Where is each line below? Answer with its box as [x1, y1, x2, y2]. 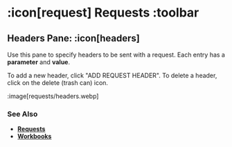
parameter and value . [7, 58, 71, 66]
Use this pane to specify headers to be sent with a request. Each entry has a [7, 50, 225, 59]
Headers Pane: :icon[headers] [7, 32, 140, 44]
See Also [7, 109, 38, 119]
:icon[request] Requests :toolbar [7, 5, 199, 21]
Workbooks [17, 133, 52, 141]
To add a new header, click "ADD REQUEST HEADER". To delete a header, [7, 71, 217, 79]
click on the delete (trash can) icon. [7, 79, 109, 87]
